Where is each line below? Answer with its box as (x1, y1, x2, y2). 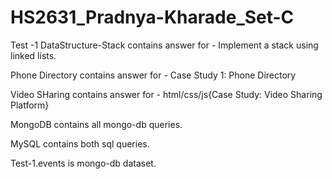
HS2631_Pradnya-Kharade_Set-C (10, 6, 295, 29)
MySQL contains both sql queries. (10, 137, 150, 150)
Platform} (10, 99, 50, 111)
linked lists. (10, 49, 57, 61)
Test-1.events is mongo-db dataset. (10, 157, 157, 169)
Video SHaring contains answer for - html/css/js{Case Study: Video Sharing (10, 88, 323, 100)
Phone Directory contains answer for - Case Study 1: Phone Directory (10, 69, 297, 81)
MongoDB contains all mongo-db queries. (10, 118, 183, 130)
